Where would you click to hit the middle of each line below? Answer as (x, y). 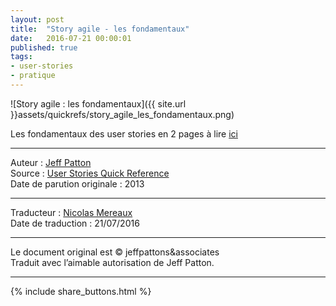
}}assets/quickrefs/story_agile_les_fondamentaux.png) (122, 114)
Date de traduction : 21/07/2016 (75, 223)
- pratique (33, 76)
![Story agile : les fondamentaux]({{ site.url (98, 103)
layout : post (37, 19)
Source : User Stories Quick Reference (90, 173)
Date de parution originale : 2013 (77, 183)
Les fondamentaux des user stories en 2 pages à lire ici (124, 133)
